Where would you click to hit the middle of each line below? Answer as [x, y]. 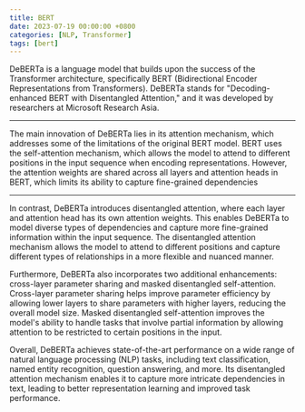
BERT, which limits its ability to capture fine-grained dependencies [134, 182]
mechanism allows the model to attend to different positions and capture [145, 247]
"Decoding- [248, 88]
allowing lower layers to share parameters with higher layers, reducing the [148, 303]
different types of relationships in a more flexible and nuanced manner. [142, 256]
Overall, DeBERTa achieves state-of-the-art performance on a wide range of [152, 350]
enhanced [28, 98]
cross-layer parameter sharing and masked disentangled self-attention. [143, 284]
